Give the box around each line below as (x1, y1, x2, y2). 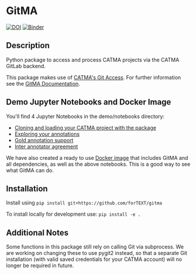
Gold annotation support (14, 136, 74, 143)
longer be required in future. (6, 262, 74, 269)
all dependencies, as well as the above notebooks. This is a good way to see (6, 160, 191, 167)
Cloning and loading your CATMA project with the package (14, 124, 157, 131)
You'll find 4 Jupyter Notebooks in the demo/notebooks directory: (6, 113, 165, 120)
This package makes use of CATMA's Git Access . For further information (6, 73, 181, 81)
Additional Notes (6, 227, 69, 237)
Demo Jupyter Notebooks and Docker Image (6, 97, 171, 107)
